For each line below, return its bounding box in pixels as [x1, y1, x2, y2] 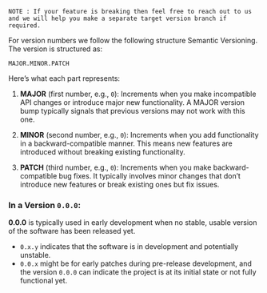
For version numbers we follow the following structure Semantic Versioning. [8, 36, 258, 45]
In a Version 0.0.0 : [8, 199, 82, 211]
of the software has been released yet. [8, 227, 136, 236]
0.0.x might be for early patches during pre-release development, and [19, 259, 252, 268]
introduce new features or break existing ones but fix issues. [19, 180, 220, 189]
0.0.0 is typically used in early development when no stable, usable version [8, 218, 257, 227]
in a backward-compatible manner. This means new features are [19, 138, 233, 148]
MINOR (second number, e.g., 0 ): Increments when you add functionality [19, 130, 259, 139]
